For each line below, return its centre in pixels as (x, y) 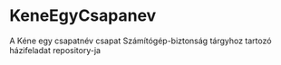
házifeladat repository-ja (55, 50)
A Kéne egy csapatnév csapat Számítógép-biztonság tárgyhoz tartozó (140, 41)
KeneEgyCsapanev (83, 16)
